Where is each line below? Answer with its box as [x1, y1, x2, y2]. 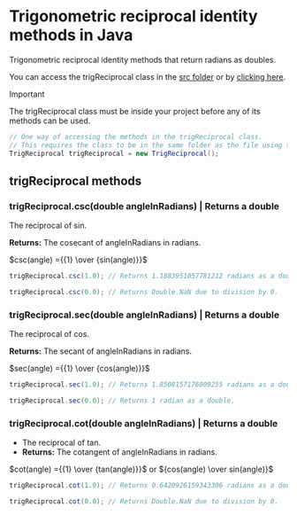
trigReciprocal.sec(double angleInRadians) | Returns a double [9, 308, 280, 321]
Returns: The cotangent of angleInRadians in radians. [21, 447, 218, 457]
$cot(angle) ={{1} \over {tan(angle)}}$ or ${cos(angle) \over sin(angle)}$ [9, 464, 274, 475]
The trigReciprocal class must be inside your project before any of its [9, 105, 261, 116]
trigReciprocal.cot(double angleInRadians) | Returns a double [9, 417, 278, 429]
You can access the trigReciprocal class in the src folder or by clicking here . [9, 71, 286, 82]
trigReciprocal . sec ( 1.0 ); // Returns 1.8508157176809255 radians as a [9, 380, 275, 389]
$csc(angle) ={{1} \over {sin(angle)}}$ [9, 254, 148, 265]
